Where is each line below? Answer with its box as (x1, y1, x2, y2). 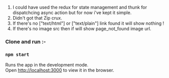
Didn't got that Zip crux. (12, 15, 62, 21)
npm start (5, 51, 29, 57)
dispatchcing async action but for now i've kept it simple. (12, 10, 132, 16)
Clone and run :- (5, 38, 47, 45)
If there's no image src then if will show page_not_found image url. (12, 26, 152, 32)
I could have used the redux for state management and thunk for (12, 5, 147, 10)
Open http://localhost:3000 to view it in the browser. (5, 67, 114, 73)
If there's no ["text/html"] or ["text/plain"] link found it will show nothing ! (12, 20, 164, 26)
